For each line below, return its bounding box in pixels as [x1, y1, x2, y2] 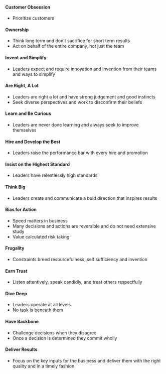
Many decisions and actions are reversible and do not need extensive [12, 223, 156, 229]
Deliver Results [5, 346, 38, 352]
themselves [12, 127, 37, 133]
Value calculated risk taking [12, 233, 70, 239]
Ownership [5, 27, 29, 33]
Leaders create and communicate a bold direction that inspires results [12, 195, 157, 201]
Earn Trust [5, 268, 28, 274]
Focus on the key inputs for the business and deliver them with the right [12, 357, 161, 363]
